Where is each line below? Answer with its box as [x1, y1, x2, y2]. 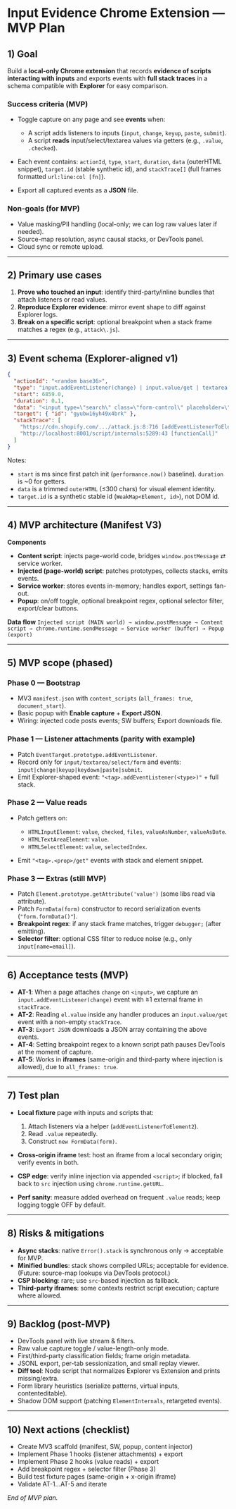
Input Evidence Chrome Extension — [7, 5, 225, 21]
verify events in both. [17, 1158, 79, 1166]
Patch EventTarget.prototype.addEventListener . [17, 750, 158, 758]
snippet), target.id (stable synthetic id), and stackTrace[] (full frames [17, 165, 221, 173]
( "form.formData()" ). [17, 912, 78, 920]
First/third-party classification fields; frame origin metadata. [17, 1352, 191, 1360]
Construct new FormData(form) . [27, 1137, 117, 1145]
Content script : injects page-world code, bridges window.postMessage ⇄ [17, 551, 226, 560]
